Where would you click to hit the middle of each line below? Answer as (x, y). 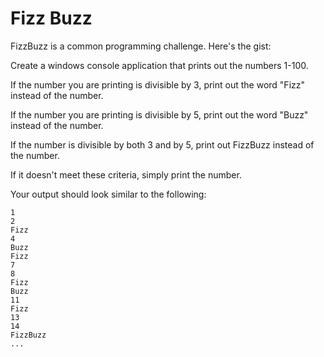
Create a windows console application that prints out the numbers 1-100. (159, 65)
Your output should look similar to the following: (108, 194)
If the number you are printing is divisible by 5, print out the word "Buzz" (159, 114)
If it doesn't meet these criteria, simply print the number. (126, 174)
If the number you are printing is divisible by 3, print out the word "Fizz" (158, 84)
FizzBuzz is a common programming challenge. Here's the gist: (141, 46)
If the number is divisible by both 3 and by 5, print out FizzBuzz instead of (162, 144)
